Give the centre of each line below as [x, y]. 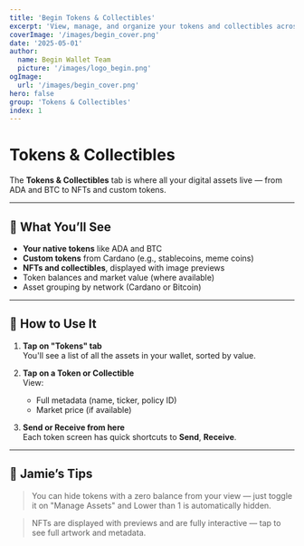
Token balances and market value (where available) [119, 278]
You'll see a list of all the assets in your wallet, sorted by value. [139, 355]
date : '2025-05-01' [46, 43]
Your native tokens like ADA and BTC [92, 249]
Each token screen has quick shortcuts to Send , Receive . [129, 436]
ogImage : [26, 77]
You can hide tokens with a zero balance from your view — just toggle [161, 495]
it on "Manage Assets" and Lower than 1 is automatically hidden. [151, 505]
